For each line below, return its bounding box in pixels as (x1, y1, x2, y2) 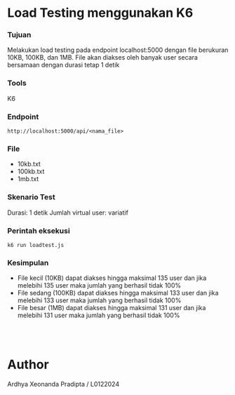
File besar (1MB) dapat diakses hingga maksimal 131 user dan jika (17, 304, 206, 312)
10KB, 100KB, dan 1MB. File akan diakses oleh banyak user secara (7, 53, 199, 62)
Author (7, 356, 49, 373)
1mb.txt (17, 175, 39, 183)
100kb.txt (17, 167, 45, 176)
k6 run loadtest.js (7, 241, 65, 248)
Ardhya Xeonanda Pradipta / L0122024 (7, 380, 120, 389)
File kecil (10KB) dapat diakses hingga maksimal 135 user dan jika (17, 274, 207, 282)
